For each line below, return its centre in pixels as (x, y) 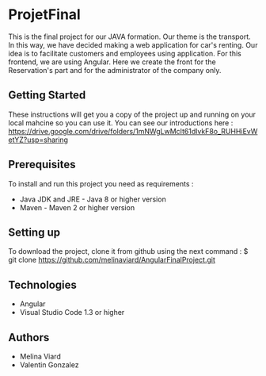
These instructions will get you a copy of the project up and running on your (132, 114)
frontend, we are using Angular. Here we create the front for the (112, 62)
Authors (29, 338)
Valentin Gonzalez (49, 365)
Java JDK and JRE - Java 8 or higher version (93, 199)
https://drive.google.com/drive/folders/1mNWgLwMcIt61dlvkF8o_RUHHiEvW (133, 131)
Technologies (43, 284)
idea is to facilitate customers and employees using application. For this (125, 53)
